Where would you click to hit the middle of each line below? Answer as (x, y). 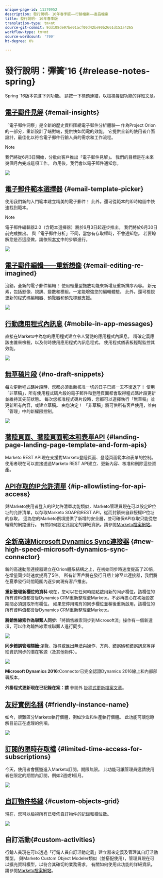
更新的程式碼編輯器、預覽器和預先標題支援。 (50, 298)
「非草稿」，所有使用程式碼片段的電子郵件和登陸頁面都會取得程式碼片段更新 (81, 393)
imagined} (21, 273)
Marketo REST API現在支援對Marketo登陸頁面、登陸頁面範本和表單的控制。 (81, 457)
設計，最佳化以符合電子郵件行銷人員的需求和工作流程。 (60, 137)
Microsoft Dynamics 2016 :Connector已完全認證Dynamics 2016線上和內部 (79, 671)
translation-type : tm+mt (30, 23)
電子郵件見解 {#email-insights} (52, 112)
